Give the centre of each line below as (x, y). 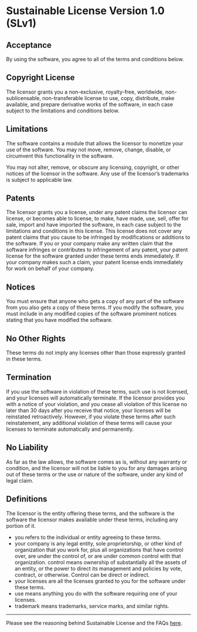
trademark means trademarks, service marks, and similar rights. (92, 606)
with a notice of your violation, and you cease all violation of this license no (97, 404)
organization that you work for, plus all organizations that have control (99, 550)
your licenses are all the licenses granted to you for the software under (100, 581)
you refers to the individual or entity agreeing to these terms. (88, 537)
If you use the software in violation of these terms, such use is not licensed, (97, 391)
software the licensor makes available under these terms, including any (92, 520)
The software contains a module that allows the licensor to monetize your (95, 143)
